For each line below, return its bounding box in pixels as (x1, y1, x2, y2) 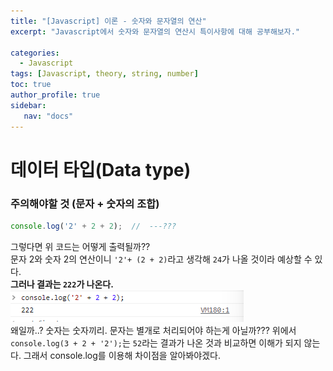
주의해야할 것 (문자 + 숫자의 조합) (10, 196, 160, 210)
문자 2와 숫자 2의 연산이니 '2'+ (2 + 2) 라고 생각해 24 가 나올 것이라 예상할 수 (10, 253, 313, 265)
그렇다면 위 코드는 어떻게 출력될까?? (10, 240, 151, 252)
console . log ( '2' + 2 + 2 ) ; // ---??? (10, 221, 177, 231)
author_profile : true (10, 90, 101, 100)
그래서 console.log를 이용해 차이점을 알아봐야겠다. (23, 349, 221, 361)
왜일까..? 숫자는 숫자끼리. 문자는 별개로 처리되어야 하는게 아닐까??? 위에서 (10, 324, 297, 336)
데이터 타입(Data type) (10, 158, 192, 181)
